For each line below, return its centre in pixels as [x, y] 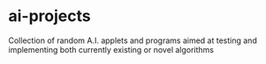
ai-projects [49, 16]
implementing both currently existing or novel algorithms [111, 49]
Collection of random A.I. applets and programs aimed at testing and [133, 40]
